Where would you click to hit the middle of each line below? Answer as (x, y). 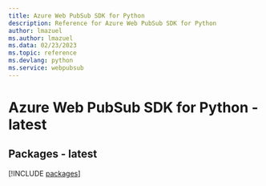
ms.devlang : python (41, 61)
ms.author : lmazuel (41, 38)
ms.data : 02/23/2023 (43, 46)
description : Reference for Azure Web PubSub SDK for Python (113, 23)
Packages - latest (53, 154)
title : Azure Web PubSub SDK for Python (77, 16)
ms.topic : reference (43, 53)
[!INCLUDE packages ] (44, 173)
